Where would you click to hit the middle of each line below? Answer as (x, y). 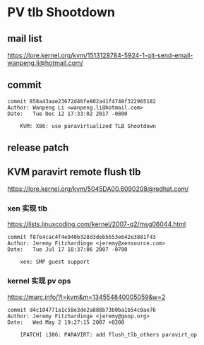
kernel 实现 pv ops (39, 281)
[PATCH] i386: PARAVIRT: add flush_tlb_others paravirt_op (109, 334)
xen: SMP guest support (55, 262)
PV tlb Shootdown (61, 12)
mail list (25, 39)
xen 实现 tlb (28, 208)
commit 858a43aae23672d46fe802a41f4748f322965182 (82, 101)
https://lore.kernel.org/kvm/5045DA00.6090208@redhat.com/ (98, 189)
